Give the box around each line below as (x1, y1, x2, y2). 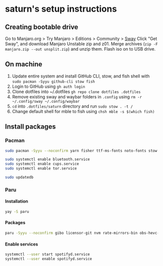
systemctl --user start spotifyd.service (5, 252, 90, 257)
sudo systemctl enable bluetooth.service (5, 157, 90, 162)
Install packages (5, 123, 56, 131)
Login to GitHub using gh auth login (12, 83, 85, 89)
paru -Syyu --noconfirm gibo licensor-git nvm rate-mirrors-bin (5, 230, 138, 236)
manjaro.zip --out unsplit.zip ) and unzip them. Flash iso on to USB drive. (5, 46, 156, 52)
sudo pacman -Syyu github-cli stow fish (12, 79, 95, 84)
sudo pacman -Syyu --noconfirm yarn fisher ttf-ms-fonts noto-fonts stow (5, 148, 158, 153)
